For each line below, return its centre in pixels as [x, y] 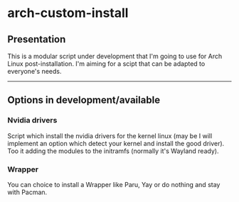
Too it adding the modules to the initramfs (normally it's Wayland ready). [113, 151]
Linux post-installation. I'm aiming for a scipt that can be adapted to [106, 64]
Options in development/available [84, 100]
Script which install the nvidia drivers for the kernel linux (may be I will [110, 135]
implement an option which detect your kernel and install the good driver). [116, 143]
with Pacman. [27, 192]
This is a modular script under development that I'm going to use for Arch [115, 56]
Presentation [37, 39]
